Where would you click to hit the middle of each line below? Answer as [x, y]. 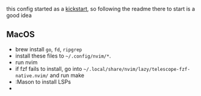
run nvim [26, 62]
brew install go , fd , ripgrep [49, 49]
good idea [19, 15]
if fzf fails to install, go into [49, 68]
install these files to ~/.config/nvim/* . [63, 56]
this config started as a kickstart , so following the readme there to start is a [101, 9]
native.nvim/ [32, 76]
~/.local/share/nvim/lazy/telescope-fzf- [137, 69]
